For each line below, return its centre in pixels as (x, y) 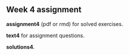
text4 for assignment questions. (45, 35)
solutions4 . (21, 47)
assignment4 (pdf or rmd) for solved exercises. (65, 24)
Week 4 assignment (44, 10)
